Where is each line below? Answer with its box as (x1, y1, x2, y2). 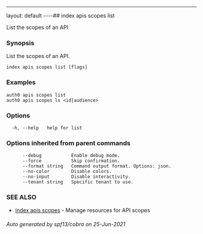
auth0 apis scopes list (6, 92, 66, 98)
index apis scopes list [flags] (6, 64, 88, 70)
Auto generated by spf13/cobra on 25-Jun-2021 (6, 221, 126, 228)
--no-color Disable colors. (22, 169, 112, 175)
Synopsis (6, 39, 34, 47)
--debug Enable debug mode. (22, 152, 120, 159)
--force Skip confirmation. (22, 158, 120, 164)
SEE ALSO (6, 193, 37, 201)
